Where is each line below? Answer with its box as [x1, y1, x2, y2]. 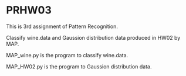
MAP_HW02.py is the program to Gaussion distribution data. [6, 63, 152, 70]
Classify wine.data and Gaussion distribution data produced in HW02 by [6, 34, 181, 41]
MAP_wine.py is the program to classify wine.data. [6, 51, 128, 58]
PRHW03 [6, 4, 52, 17]
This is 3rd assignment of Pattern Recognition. [6, 23, 119, 30]
